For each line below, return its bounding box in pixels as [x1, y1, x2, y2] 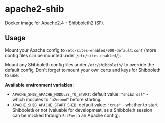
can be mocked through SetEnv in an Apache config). [12, 112, 120, 118]
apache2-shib [5, 3, 64, 15]
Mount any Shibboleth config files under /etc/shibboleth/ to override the [5, 61, 154, 67]
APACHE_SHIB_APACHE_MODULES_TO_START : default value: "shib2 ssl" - [12, 91, 149, 97]
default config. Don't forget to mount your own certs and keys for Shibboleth [5, 67, 161, 73]
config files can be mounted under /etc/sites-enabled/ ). [5, 52, 122, 58]
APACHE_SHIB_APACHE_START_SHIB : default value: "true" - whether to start [12, 102, 158, 108]
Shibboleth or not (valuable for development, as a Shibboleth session [12, 107, 153, 113]
